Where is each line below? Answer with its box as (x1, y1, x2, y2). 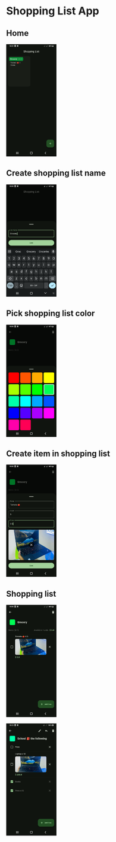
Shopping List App (6, 4, 99, 18)
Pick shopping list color (6, 308, 95, 318)
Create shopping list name (6, 168, 106, 178)
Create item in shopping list (6, 449, 111, 459)
